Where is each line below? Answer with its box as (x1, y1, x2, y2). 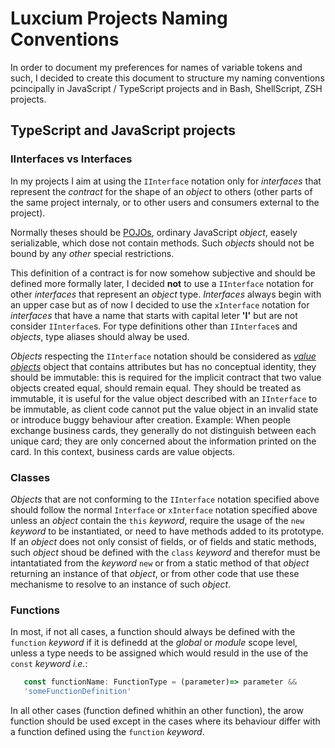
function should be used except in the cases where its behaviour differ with (10, 715, 321, 727)
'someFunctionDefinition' (23, 687, 132, 697)
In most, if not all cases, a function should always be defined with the (10, 626, 296, 638)
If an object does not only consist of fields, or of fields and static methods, (10, 535, 317, 547)
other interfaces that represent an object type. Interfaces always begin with (10, 288, 322, 300)
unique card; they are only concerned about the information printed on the (10, 435, 317, 447)
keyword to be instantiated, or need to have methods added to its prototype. (10, 525, 325, 537)
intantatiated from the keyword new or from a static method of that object (10, 557, 310, 569)
